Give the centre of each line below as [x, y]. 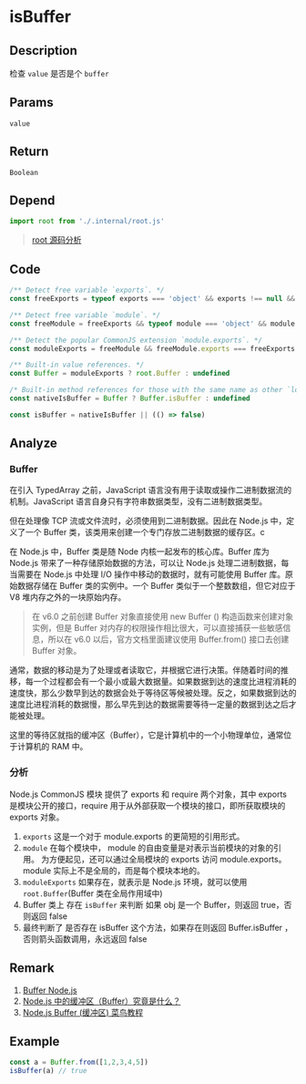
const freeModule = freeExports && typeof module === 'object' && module [153, 324]
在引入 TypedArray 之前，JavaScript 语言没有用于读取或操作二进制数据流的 [151, 490]
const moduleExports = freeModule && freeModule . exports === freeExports [153, 348]
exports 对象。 [37, 817]
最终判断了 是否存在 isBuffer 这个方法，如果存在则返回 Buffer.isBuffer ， [158, 927]
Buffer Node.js [50, 990]
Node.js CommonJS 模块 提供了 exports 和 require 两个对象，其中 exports [148, 794]
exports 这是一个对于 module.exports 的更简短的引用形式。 [133, 836]
